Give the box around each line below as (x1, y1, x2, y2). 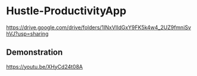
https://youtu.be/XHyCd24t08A (6, 63, 83, 70)
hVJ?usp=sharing (6, 30, 49, 37)
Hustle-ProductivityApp (6, 4, 126, 18)
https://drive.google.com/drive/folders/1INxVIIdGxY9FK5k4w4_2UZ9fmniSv (6, 24, 192, 31)
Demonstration (6, 47, 63, 58)
